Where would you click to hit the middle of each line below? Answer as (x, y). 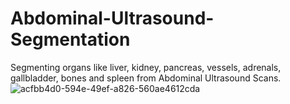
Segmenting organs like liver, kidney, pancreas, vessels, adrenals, (146, 67)
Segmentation (70, 39)
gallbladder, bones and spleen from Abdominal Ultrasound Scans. (146, 78)
